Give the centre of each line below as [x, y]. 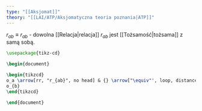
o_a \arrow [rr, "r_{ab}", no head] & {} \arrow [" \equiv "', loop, [90, 80]
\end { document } [25, 103]
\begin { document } [28, 64]
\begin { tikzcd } [25, 75]
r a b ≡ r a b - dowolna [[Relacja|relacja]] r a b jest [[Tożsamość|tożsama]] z [95, 35]
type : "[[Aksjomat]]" [33, 12]
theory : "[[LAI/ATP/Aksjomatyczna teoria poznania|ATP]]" [80, 17]
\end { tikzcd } [23, 91]
